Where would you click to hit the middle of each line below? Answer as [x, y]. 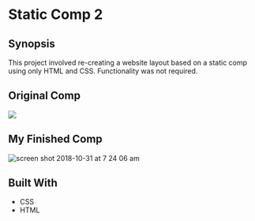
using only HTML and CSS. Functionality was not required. [103, 71]
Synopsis [32, 44]
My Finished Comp [55, 139]
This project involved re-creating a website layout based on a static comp [127, 62]
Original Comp [45, 96]
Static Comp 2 [56, 15]
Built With [33, 183]
